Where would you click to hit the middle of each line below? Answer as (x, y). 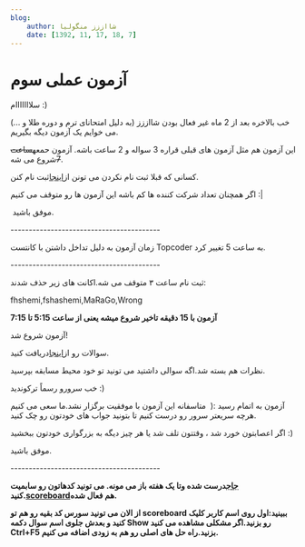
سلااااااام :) (29, 104)
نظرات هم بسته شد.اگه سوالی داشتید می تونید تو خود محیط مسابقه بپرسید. (138, 371)
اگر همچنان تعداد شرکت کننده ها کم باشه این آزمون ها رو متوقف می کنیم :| (137, 194)
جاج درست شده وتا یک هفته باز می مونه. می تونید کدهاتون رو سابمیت (124, 486)
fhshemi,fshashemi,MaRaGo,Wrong (77, 300)
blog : (20, 18)
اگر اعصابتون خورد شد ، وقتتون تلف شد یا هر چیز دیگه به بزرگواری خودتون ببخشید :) (152, 433)
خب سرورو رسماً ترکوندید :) (58, 388)
